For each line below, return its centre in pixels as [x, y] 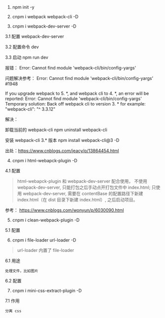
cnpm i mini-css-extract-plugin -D [47, 291]
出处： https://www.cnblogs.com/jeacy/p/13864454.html [62, 151]
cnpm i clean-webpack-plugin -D [46, 220]
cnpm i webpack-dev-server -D [44, 26]
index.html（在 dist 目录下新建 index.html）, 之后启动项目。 [77, 200]
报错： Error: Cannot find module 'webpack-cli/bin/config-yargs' [71, 68]
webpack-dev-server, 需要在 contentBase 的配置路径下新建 [83, 194]
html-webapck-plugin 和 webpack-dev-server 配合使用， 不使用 [82, 181]
